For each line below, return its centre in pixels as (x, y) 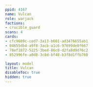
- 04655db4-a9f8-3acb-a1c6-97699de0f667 (47, 46)
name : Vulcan (18, 14)
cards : (12, 37)
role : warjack (19, 18)
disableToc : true (23, 73)
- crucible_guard (23, 28)
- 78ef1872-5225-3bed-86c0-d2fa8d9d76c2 (47, 50)
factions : (15, 23)
